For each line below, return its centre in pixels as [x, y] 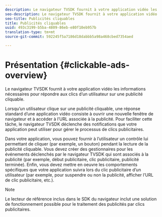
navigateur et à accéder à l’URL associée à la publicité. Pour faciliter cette [79, 119]
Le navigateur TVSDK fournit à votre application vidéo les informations [75, 89]
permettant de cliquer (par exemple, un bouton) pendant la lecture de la [77, 144]
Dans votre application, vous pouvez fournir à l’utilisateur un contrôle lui [77, 139]
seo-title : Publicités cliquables [40, 18]
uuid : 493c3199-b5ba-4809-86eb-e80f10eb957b [51, 28]
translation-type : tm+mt [30, 32]
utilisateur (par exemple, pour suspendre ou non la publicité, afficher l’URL [79, 175]
